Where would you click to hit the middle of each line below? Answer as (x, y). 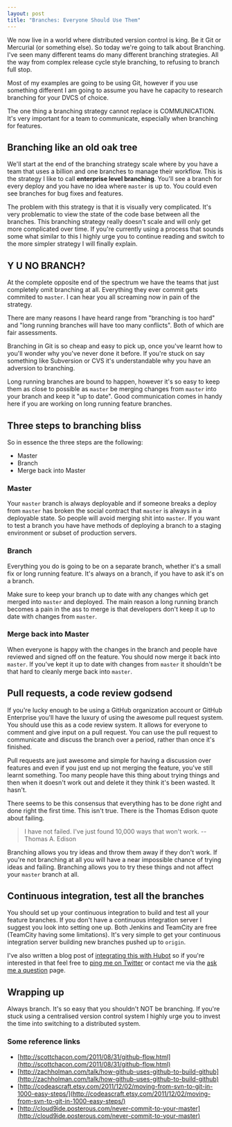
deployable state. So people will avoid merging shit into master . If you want (114, 518)
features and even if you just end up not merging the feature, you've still (110, 768)
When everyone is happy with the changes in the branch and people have (112, 649)
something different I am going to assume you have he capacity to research (115, 90)
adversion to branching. (41, 368)
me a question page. (36, 970)
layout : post (26, 14)
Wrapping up (36, 992)
